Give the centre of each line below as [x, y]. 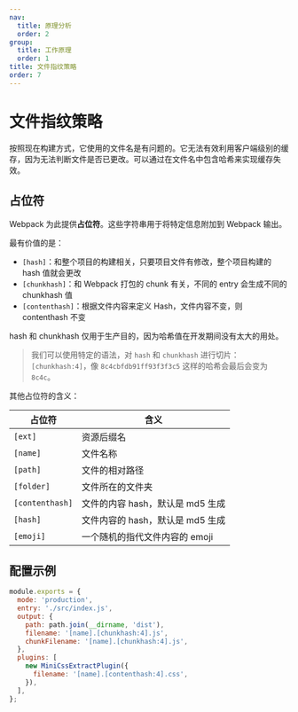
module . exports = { [45, 592]
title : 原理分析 [45, 26]
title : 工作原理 [45, 51]
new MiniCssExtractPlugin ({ [77, 666]
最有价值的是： [36, 243]
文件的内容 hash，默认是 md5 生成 [153, 504]
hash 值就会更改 [51, 272]
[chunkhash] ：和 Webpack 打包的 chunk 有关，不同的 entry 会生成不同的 [155, 284]
